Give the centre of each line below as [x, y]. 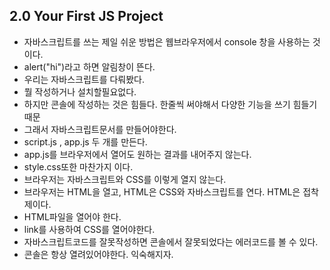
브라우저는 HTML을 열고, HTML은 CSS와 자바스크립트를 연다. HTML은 [162, 191]
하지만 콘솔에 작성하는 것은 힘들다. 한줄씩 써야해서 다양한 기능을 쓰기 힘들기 [170, 104]
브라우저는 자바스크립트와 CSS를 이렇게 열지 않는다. [125, 179]
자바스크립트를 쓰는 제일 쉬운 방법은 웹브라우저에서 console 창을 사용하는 [167, 41]
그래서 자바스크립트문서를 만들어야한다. [100, 129]
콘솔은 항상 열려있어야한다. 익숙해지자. [98, 254]
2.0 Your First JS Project [86, 16]
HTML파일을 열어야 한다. [72, 216]
